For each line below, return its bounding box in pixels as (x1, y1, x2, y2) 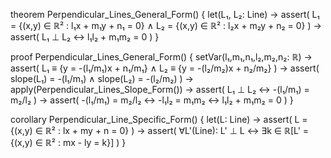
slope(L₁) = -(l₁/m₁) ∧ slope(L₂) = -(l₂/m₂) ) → (10, 73, 194, 84)
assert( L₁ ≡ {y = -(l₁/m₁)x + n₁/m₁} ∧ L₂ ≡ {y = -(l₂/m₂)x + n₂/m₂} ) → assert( (10, 62, 320, 74)
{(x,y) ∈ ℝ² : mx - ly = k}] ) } (10, 137, 127, 148)
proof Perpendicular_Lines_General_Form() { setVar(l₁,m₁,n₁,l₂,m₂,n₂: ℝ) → (10, 51, 313, 63)
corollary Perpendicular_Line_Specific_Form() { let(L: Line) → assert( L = (10, 114, 308, 125)
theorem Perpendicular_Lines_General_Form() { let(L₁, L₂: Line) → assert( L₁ (10, 9, 320, 20)
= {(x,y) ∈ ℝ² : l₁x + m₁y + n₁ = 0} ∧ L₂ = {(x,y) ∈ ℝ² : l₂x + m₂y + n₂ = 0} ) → (10, 20, 322, 31)
